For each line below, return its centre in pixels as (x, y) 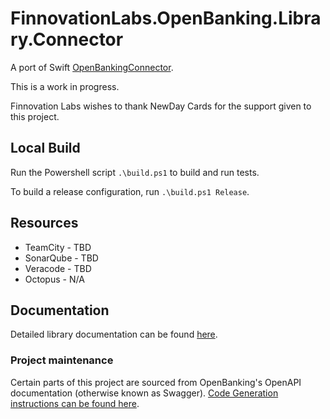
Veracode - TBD (58, 268)
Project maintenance (62, 360)
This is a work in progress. (65, 86)
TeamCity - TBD (58, 247)
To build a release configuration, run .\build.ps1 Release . (130, 191)
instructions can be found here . (75, 403)
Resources (44, 223)
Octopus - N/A (54, 279)
